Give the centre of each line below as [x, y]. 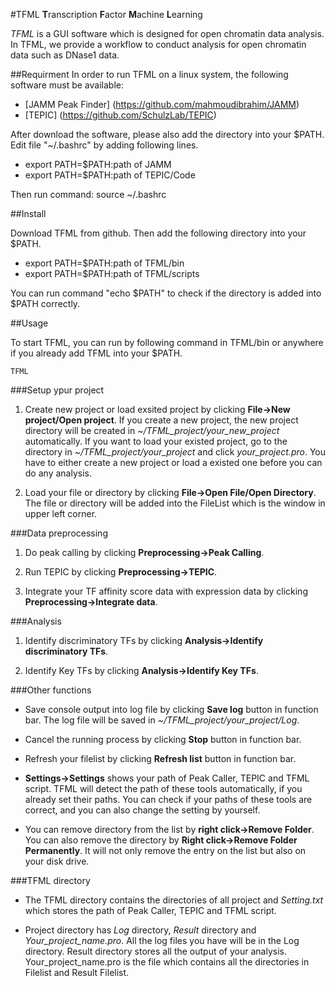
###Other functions [51, 690]
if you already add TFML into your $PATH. [96, 353]
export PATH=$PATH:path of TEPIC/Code [110, 175]
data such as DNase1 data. [65, 55]
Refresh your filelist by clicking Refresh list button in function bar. [160, 758]
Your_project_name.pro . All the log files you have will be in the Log [162, 940]
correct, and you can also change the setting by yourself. [142, 810]
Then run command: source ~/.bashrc [88, 194]
